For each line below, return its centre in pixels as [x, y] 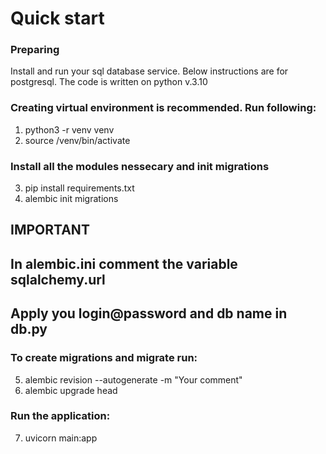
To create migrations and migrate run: [104, 358]
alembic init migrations [71, 199]
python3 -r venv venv [69, 129]
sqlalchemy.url [58, 279]
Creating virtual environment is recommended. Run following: [163, 108]
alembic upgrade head [71, 390]
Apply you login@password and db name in [149, 313]
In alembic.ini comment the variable [124, 263]
